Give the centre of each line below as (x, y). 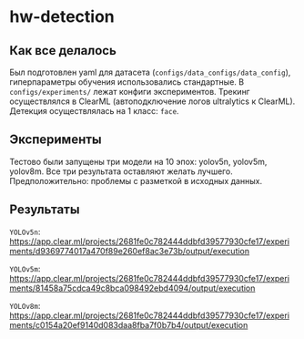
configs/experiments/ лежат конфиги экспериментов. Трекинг (130, 92)
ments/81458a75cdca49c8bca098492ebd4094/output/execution (132, 288)
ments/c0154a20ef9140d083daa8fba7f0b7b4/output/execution (129, 324)
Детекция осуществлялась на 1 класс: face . (94, 111)
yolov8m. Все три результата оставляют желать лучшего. (122, 171)
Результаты (45, 210)
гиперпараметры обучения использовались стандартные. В (127, 82)
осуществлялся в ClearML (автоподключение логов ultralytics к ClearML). (152, 101)
